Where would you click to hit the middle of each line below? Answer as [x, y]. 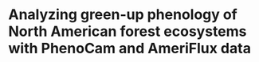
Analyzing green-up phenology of [123, 15]
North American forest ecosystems [128, 31]
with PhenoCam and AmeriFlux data [129, 48]
